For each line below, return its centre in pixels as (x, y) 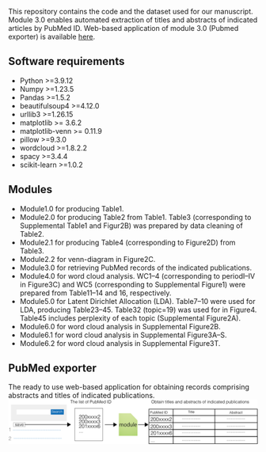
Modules (30, 190)
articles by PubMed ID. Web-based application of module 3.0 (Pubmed (123, 28)
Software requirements (66, 61)
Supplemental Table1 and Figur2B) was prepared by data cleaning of (131, 226)
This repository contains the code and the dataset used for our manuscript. (131, 11)
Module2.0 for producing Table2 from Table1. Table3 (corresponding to (135, 217)
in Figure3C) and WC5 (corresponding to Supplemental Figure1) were (133, 284)
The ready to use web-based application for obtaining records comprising (129, 387)
